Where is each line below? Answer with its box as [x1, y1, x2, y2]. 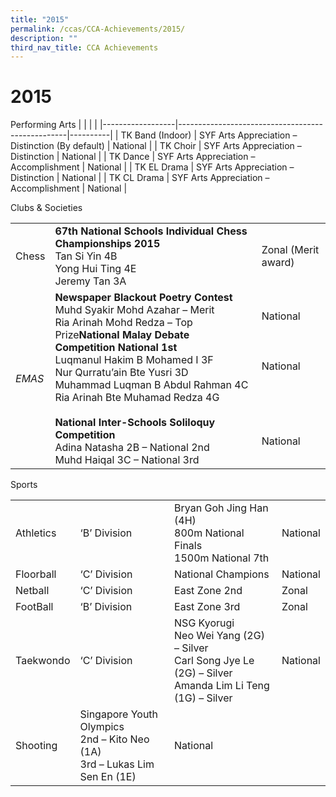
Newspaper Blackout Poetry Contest [54, 291, 233, 305]
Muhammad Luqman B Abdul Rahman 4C [54, 378, 249, 392]
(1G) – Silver [174, 691, 233, 705]
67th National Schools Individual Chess [54, 224, 248, 238]
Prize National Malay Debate [54, 328, 190, 342]
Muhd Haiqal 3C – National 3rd [54, 453, 200, 467]
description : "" [10, 33, 78, 43]
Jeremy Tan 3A [54, 274, 127, 288]
